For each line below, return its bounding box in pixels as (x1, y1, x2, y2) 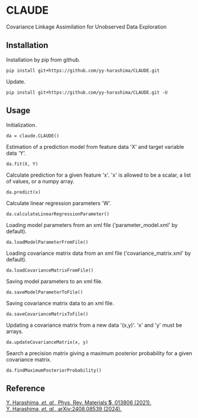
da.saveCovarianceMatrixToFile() (6, 311, 89, 317)
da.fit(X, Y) (6, 161, 38, 167)
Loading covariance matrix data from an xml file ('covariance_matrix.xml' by (6, 250, 191, 257)
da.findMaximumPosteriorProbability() (6, 367, 102, 374)
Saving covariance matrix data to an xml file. (6, 299, 114, 307)
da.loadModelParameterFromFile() (6, 239, 89, 245)
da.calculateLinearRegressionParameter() (6, 211, 110, 217)
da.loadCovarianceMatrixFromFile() (6, 267, 94, 273)
